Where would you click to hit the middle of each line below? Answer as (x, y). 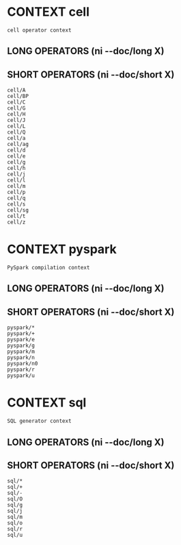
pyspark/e (21, 340)
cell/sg (18, 210)
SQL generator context (39, 421)
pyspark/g (21, 346)
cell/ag (18, 145)
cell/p (16, 193)
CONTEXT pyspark (62, 249)
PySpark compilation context (48, 268)
